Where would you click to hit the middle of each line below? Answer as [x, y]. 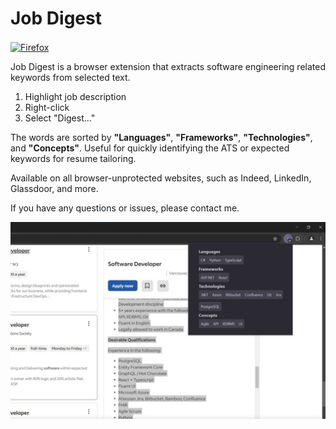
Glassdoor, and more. [54, 188]
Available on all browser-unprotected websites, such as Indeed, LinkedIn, [161, 178]
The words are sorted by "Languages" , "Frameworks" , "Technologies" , [161, 137]
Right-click [47, 107]
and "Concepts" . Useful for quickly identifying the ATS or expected [150, 148]
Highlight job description [75, 96]
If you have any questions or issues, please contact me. [125, 208]
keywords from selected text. [70, 77]
